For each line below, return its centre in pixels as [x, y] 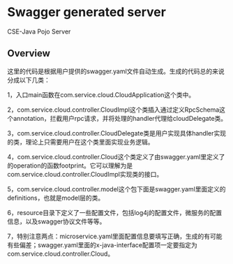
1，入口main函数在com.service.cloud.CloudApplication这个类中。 [101, 94]
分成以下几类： [29, 80]
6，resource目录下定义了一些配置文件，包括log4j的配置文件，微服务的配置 [114, 212]
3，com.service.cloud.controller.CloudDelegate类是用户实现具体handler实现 [117, 133]
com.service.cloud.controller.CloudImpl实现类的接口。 [85, 174]
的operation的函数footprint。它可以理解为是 [70, 166]
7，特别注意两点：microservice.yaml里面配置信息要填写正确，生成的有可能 [115, 236]
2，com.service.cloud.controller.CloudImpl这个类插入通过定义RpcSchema [113, 110]
